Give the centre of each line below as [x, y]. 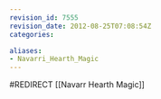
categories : [32, 34]
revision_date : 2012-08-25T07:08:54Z [80, 26]
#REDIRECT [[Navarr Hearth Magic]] [77, 85]
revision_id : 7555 [44, 18]
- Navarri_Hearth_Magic [54, 59]
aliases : [26, 50]
